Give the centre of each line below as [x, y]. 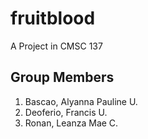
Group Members [62, 77]
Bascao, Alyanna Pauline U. [81, 101]
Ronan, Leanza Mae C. [71, 123]
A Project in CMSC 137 [56, 46]
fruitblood [53, 18]
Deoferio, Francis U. [66, 112]
